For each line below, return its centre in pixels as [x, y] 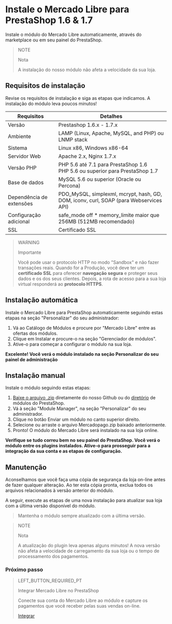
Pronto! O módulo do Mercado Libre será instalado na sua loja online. [85, 431]
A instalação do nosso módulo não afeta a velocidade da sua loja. [87, 70]
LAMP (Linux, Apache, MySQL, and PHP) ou [111, 133]
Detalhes [111, 116]
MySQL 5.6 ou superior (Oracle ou [100, 179]
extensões [20, 203]
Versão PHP [22, 167]
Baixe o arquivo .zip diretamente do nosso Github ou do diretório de [84, 398]
